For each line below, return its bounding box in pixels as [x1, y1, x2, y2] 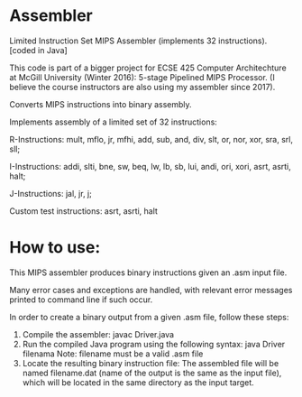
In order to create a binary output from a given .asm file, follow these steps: [9, 311, 289, 322]
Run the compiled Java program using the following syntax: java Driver [22, 338, 286, 349]
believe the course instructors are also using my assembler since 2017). [9, 81, 276, 92]
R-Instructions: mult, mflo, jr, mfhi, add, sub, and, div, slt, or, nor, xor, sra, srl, [9, 134, 293, 144]
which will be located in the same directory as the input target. [22, 376, 254, 388]
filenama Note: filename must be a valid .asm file [22, 348, 204, 359]
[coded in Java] [9, 44, 68, 55]
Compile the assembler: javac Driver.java [22, 328, 174, 339]
